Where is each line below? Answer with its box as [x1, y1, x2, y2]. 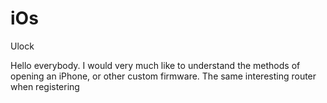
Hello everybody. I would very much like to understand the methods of [10, 59, 301, 71]
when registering [10, 80, 80, 92]
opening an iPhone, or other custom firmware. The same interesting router [10, 70, 317, 82]
